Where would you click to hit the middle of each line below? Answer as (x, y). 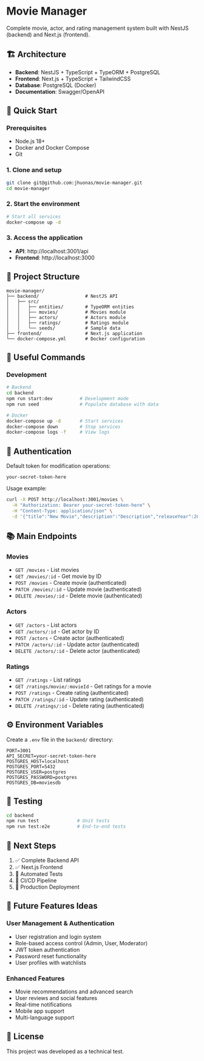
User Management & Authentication (60, 923)
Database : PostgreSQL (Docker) (56, 85)
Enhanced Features (36, 978)
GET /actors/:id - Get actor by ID (57, 631)
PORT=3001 (19, 750)
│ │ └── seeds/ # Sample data (63, 328)
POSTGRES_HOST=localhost (38, 761)
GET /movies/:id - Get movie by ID (58, 576)
